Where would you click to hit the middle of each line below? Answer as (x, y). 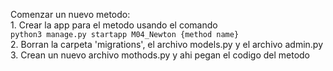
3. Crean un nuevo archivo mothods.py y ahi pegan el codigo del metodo (160, 55)
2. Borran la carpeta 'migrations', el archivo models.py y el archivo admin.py (167, 44)
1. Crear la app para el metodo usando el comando (114, 25)
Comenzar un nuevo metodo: (70, 14)
